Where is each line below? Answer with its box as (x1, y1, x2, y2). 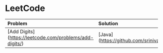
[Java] (98, 31, 114, 38)
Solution (98, 20, 118, 27)
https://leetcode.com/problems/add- (9, 34, 94, 41)
